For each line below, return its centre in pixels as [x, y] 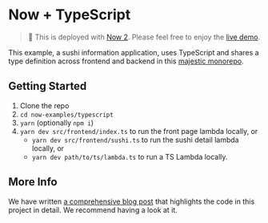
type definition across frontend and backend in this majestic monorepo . [126, 61]
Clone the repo [44, 105]
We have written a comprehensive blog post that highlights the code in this [132, 201]
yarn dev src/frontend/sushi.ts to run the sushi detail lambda [135, 140]
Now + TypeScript [70, 15]
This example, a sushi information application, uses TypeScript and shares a [134, 52]
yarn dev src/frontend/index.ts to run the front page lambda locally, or [139, 131]
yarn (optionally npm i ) [57, 123]
